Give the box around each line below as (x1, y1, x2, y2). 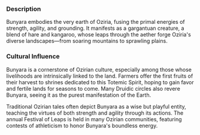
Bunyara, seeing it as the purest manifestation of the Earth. (6, 91, 151, 99)
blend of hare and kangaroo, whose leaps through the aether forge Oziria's (6, 31, 192, 38)
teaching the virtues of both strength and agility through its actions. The (6, 109, 184, 116)
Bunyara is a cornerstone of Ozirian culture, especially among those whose (6, 66, 192, 73)
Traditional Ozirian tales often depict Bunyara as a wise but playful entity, (6, 103, 187, 110)
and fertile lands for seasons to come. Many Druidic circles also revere (6, 85, 181, 92)
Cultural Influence (6, 53, 60, 61)
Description (6, 5, 41, 13)
